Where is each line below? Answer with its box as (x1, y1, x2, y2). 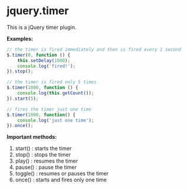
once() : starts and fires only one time (15, 176, 107, 184)
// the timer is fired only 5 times (6, 79, 97, 85)
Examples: (6, 35, 33, 42)
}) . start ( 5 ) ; (6, 96, 39, 102)
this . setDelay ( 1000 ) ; (17, 57, 70, 63)
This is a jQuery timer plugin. (6, 24, 77, 31)
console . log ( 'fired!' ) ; (17, 63, 76, 69)
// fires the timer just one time (6, 106, 92, 112)
